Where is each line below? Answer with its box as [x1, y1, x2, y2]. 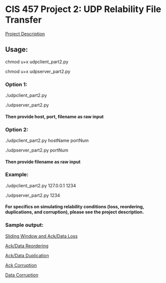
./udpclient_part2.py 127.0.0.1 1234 [5, 182, 76, 189]
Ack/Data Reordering [5, 242, 49, 249]
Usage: [5, 45, 29, 54]
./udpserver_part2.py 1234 [5, 192, 60, 198]
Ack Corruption [5, 262, 37, 268]
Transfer [5, 14, 42, 26]
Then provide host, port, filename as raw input [5, 113, 104, 119]
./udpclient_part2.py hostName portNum [5, 137, 89, 144]
